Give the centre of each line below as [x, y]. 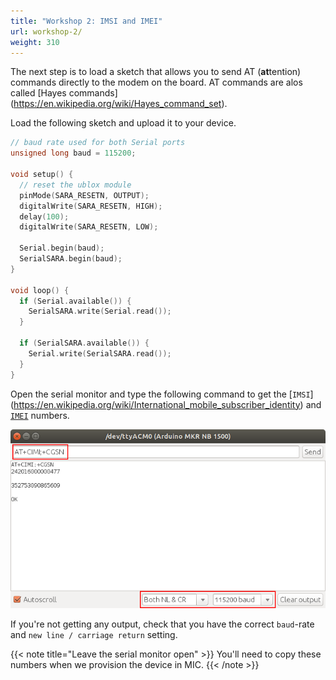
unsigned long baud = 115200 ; [73, 153]
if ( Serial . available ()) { [75, 301]
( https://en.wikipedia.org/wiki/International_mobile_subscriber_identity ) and [166, 404]
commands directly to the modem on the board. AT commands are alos [156, 82]
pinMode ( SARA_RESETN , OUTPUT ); [84, 195]
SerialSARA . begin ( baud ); [71, 259]
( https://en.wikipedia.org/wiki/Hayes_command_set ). [119, 104]
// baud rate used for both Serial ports [98, 143]
